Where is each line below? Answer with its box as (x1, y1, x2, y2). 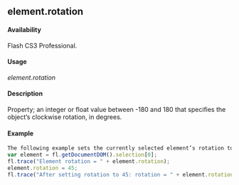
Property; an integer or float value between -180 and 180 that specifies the (7, 106, 226, 113)
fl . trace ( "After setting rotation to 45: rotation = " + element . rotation (7, 171, 234, 178)
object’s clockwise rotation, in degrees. (7, 113, 122, 121)
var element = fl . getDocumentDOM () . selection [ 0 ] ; (7, 152, 158, 159)
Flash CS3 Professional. (7, 41, 78, 50)
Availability (7, 25, 41, 34)
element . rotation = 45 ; (7, 164, 78, 172)
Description (7, 89, 43, 98)
